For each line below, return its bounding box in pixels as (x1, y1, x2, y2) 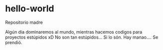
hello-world (5, 3, 55, 14)
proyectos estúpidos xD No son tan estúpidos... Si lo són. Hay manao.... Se (5, 34, 159, 40)
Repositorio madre (5, 19, 43, 25)
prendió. (5, 39, 22, 45)
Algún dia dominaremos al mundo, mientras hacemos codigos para (5, 29, 143, 35)
